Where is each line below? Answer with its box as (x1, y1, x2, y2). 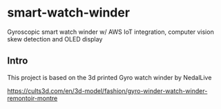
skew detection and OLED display (7, 34, 103, 43)
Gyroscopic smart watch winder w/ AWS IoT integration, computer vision (7, 28, 214, 36)
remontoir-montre (7, 94, 58, 102)
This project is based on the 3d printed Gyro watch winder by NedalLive (7, 73, 212, 81)
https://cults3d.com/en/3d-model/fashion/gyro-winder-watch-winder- (7, 86, 208, 95)
